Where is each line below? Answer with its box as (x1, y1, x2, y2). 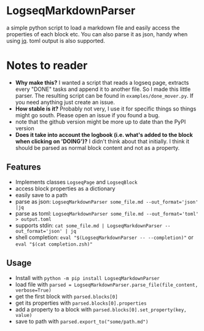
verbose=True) (15, 287, 52, 294)
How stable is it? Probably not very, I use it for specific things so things (15, 105, 197, 112)
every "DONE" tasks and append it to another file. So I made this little (15, 85, 191, 93)
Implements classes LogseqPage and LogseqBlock (15, 178, 138, 185)
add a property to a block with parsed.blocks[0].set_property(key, (15, 305, 187, 313)
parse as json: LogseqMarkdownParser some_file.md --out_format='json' (15, 198, 198, 205)
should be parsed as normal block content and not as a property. (15, 144, 180, 151)
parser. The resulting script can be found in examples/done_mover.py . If (15, 92, 194, 99)
